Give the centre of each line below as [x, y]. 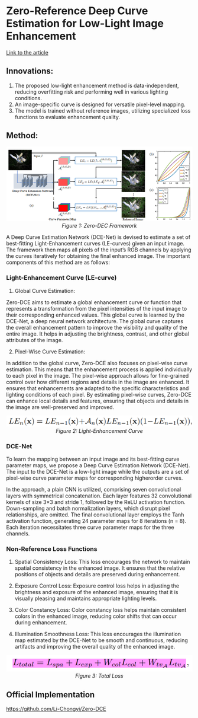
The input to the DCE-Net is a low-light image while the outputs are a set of [98, 472]
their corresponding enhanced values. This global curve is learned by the [95, 315]
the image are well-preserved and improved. [60, 407]
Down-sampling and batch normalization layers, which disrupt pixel [88, 509]
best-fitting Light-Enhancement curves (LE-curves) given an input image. [95, 244]
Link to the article [27, 52]
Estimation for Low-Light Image [85, 23]
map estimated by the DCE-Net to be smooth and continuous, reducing [101, 640]
